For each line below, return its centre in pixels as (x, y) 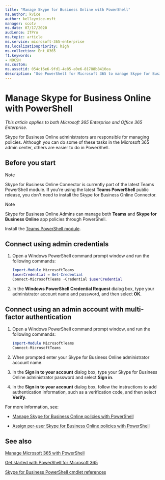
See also (18, 441)
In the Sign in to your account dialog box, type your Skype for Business (85, 372)
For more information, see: (32, 407)
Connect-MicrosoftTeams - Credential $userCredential (67, 279)
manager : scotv (21, 23)
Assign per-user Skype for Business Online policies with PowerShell (81, 426)
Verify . (19, 397)
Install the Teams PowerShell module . (43, 228)
